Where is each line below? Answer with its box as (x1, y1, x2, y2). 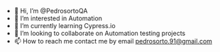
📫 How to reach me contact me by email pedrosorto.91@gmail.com (13, 37, 213, 45)
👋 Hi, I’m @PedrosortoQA (13, 7, 88, 15)
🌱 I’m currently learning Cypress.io (13, 22, 116, 30)
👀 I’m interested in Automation (13, 14, 103, 22)
